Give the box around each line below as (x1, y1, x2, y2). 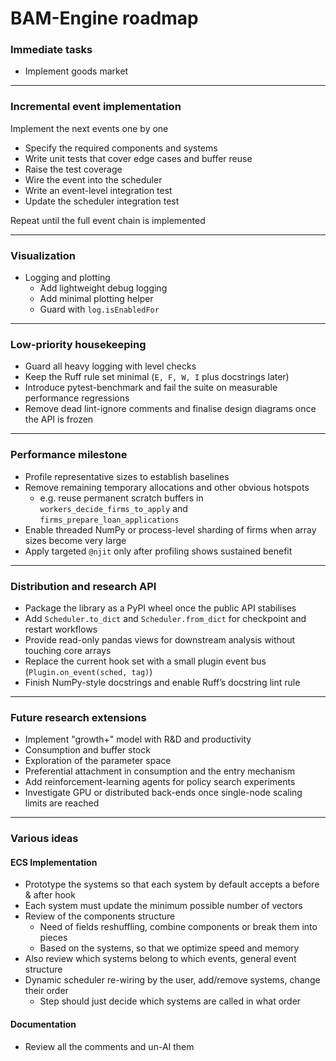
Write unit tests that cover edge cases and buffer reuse (24, 152, 253, 164)
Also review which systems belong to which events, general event (24, 953, 297, 965)
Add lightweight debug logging (39, 282, 168, 294)
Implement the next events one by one (10, 122, 169, 134)
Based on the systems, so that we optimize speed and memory (39, 942, 300, 954)
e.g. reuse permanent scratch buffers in (39, 492, 204, 504)
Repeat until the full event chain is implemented (10, 214, 206, 226)
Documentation (10, 1018, 77, 1030)
